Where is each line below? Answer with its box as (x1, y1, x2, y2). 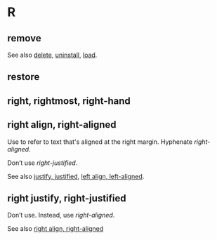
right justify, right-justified (7, 192, 126, 204)
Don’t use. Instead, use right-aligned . (7, 211, 115, 220)
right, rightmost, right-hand (7, 95, 131, 107)
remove (7, 32, 41, 44)
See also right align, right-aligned (7, 225, 104, 233)
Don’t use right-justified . (7, 159, 78, 167)
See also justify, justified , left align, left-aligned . (7, 172, 145, 180)
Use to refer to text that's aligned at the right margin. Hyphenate (7, 138, 193, 146)
